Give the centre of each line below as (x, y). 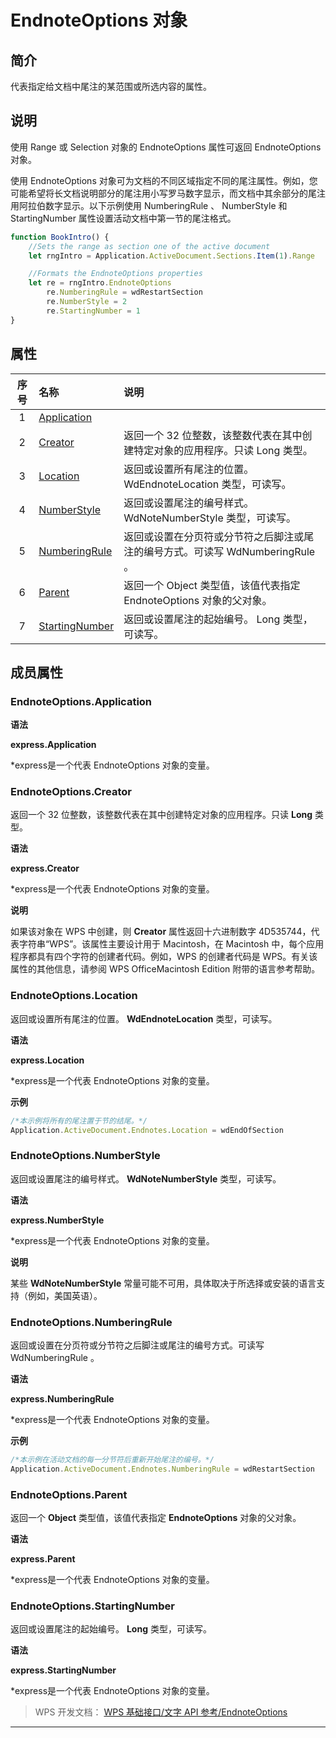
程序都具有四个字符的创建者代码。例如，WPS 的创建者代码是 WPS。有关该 (164, 957)
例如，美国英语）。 (65, 1295)
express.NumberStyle (57, 1220)
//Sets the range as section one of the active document (149, 246)
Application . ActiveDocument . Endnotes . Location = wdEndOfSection (147, 1130)
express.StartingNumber (63, 1670)
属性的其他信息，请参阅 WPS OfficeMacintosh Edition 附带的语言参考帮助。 (165, 969)
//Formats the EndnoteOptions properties (115, 274)
